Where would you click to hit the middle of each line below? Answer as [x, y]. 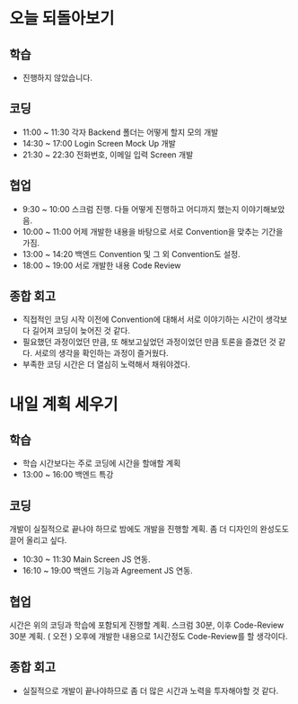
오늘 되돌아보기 [62, 18]
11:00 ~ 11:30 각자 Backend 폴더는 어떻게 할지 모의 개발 [120, 132]
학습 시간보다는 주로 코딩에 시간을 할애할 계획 [101, 463]
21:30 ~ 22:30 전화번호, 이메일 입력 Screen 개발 [108, 155]
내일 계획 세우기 [64, 404]
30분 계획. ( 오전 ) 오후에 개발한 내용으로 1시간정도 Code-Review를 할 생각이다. [149, 637]
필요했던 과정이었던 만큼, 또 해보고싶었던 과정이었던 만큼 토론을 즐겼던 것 [149, 342]
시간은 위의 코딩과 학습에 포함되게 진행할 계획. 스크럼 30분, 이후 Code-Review [147, 625]
